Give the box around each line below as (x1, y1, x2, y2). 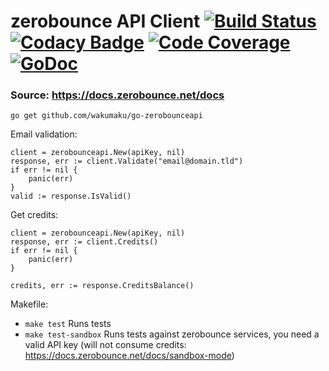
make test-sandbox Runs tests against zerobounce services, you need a (24, 328, 320, 340)
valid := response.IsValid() (10, 191, 132, 202)
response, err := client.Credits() (10, 237, 159, 247)
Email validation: (10, 128, 78, 140)
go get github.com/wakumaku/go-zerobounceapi (10, 111, 203, 121)
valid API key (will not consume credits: (24, 339, 187, 351)
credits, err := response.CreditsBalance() (10, 281, 195, 291)
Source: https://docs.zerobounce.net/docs (10, 88, 225, 102)
